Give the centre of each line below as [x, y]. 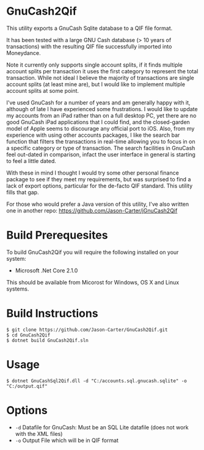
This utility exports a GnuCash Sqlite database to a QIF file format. [89, 28]
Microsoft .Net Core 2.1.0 [46, 270]
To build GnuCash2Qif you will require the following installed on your [93, 252]
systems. [18, 289]
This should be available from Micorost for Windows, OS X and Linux [93, 282]
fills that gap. [23, 192]
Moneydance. [24, 53]
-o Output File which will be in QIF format [67, 440]
